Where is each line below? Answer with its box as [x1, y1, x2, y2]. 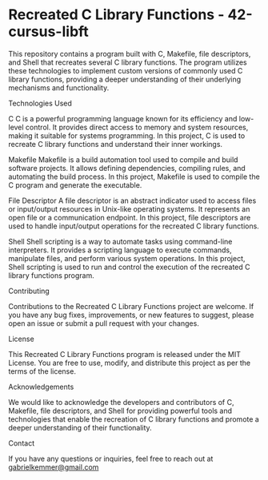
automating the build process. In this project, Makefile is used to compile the [8, 172, 260, 181]
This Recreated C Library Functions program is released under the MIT [8, 349, 242, 359]
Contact [8, 438, 34, 448]
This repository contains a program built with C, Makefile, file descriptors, [8, 49, 251, 58]
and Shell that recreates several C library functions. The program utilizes [8, 58, 247, 67]
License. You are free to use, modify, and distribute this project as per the [8, 358, 250, 367]
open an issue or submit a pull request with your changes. [8, 318, 200, 328]
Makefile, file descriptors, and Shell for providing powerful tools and [8, 406, 233, 415]
